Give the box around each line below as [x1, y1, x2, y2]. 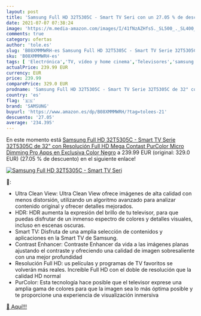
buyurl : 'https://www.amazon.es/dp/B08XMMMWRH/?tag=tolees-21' [6, 109, 167, 115]
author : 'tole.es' [6, 42, 52, 48]
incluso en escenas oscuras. [14, 222, 86, 229]
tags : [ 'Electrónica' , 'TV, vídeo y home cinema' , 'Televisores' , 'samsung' [6, 59, 197, 65]
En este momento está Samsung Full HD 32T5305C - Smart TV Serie [6, 136, 176, 143]
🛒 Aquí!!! [6, 303, 28, 311]
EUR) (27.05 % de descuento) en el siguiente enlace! [6, 155, 136, 162]
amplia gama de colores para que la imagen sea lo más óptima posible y [14, 285, 193, 293]
